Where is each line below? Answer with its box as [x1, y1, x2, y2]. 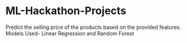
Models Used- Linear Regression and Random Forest [5, 29, 134, 37]
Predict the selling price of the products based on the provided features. [5, 24, 181, 31]
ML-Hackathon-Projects [5, 4, 127, 18]
